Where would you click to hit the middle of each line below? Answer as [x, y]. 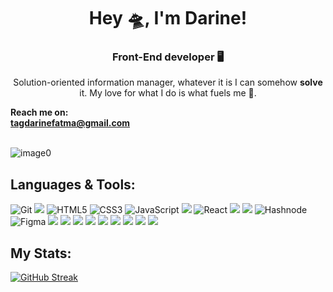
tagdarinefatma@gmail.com [70, 123]
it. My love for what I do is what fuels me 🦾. [168, 93]
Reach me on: [39, 112]
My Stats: [41, 253]
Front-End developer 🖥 [168, 57]
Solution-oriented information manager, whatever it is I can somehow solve [168, 82]
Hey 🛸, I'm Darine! [168, 18]
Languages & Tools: [73, 184]
